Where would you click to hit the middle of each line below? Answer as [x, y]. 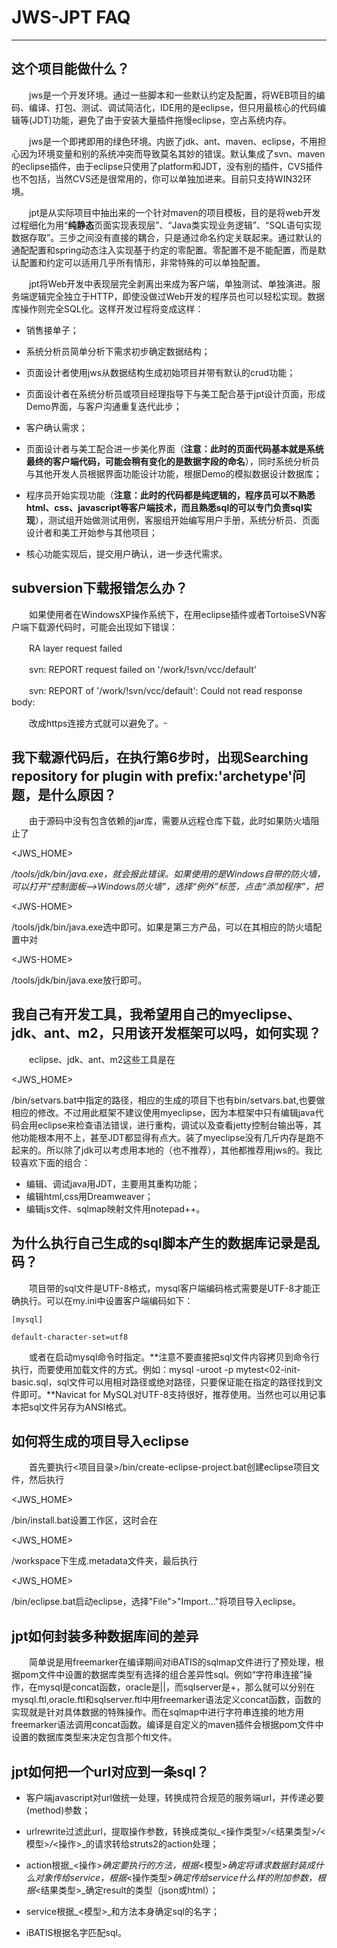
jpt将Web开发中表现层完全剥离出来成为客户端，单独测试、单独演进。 [170, 283]
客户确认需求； [56, 427]
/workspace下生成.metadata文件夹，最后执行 [104, 1561]
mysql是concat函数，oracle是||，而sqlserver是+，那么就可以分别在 [176, 1687]
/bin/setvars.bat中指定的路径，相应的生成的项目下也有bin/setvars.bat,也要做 [168, 1100]
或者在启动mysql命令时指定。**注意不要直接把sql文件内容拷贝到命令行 [174, 1357]
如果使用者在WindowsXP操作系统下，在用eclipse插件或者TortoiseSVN [173, 614]
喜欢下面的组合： [55, 1162]
